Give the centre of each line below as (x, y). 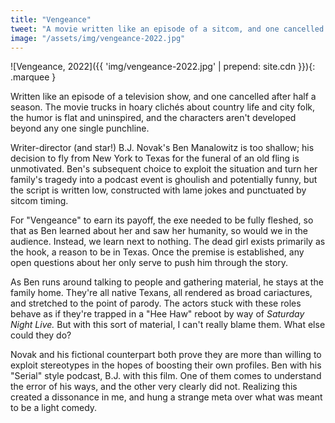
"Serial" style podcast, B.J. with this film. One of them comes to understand (166, 376)
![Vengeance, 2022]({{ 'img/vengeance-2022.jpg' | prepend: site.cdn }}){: (163, 67)
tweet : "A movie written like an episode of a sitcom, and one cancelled (167, 29)
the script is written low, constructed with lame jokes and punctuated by (158, 190)
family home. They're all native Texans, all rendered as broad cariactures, (161, 293)
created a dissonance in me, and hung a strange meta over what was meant (166, 397)
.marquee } (33, 77)
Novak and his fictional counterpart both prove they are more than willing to (166, 355)
